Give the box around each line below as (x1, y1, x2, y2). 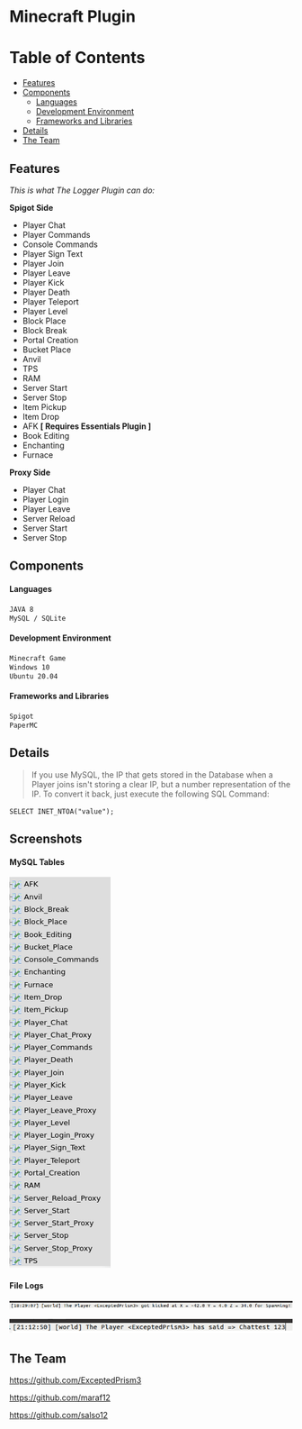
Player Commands (22, 229, 91, 240)
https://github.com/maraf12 (9, 1392, 111, 1403)
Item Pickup (22, 401, 67, 412)
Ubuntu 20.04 (9, 671, 58, 681)
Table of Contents (9, 48, 146, 68)
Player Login (22, 494, 69, 505)
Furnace (22, 449, 54, 460)
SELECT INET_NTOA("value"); (9, 806, 115, 816)
